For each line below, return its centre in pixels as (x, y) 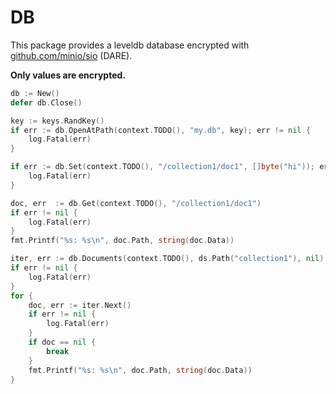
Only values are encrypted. (68, 75)
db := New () (35, 93)
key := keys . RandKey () (57, 121)
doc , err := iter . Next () (80, 305)
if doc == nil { (62, 342)
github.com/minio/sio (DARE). (71, 55)
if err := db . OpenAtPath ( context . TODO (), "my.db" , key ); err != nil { (160, 130)
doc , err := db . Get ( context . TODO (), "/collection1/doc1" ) (136, 203)
